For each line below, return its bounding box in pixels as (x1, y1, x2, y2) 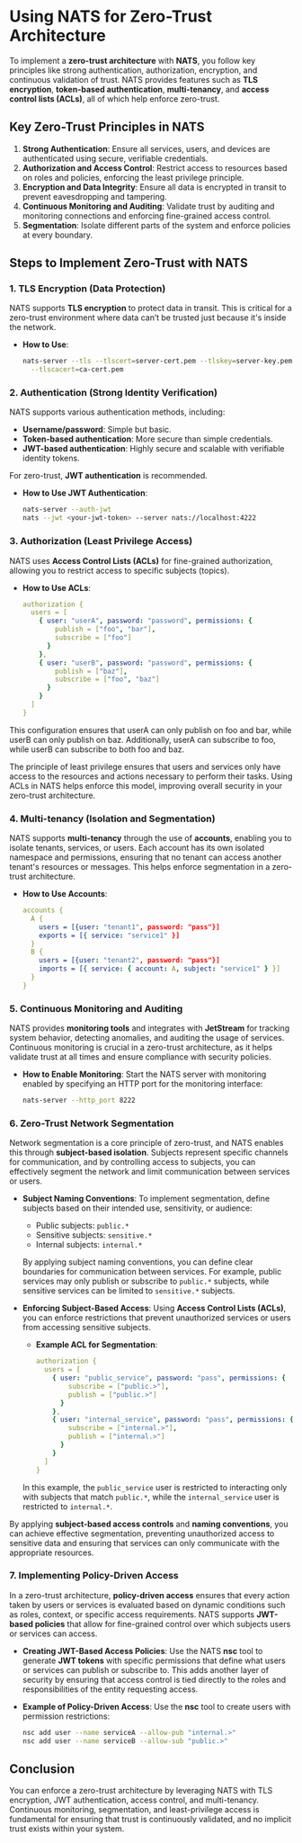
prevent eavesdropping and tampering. (22, 191, 168, 201)
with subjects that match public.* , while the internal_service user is (22, 1491, 280, 1502)
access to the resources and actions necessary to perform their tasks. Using (9, 771, 293, 782)
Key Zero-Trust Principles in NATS (9, 120, 205, 135)
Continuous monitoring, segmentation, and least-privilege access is (9, 1804, 260, 1815)
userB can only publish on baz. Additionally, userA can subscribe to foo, (9, 734, 276, 745)
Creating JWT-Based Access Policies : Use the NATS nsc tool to (22, 1645, 263, 1656)
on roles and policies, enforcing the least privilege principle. (22, 172, 244, 183)
